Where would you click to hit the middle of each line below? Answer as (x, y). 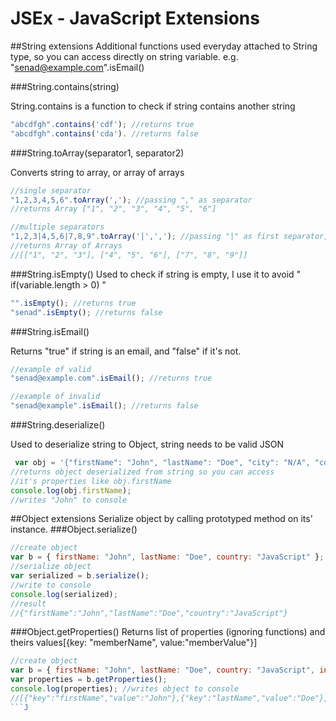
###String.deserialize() (58, 425)
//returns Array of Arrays (66, 246)
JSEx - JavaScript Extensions (135, 18)
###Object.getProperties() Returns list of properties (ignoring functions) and (168, 632)
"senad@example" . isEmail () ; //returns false (104, 406)
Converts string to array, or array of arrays (97, 172)
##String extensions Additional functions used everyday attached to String (164, 46)
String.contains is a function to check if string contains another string (153, 106)
